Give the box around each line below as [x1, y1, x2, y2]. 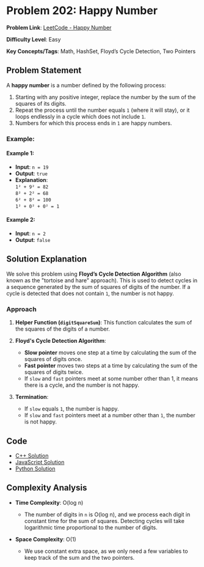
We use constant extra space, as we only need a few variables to [24, 547, 188, 555]
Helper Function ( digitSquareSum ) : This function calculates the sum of [15, 319, 192, 326]
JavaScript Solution [15, 459, 65, 466]
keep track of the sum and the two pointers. [24, 554, 135, 561]
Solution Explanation [6, 254, 87, 265]
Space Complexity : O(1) [15, 535, 76, 543]
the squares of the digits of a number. [15, 325, 110, 333]
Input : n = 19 [15, 163, 49, 170]
